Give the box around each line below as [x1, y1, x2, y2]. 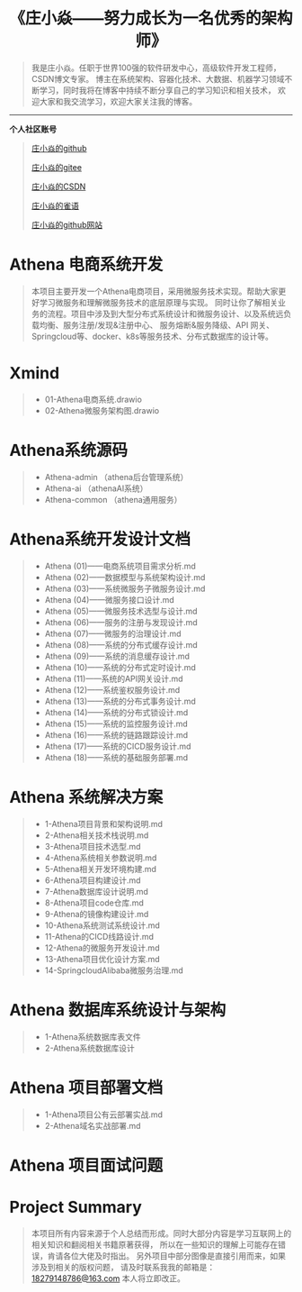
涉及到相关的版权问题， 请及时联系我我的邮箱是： [31, 1261, 216, 1272]
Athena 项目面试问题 [9, 1155, 164, 1176]
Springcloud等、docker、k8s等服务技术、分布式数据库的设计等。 [31, 331, 274, 341]
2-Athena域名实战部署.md [44, 1120, 141, 1131]
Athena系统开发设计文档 [9, 529, 191, 550]
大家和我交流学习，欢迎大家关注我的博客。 [39, 96, 198, 106]
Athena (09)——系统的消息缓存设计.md [44, 651, 191, 661]
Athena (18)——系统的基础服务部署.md [44, 751, 189, 762]
